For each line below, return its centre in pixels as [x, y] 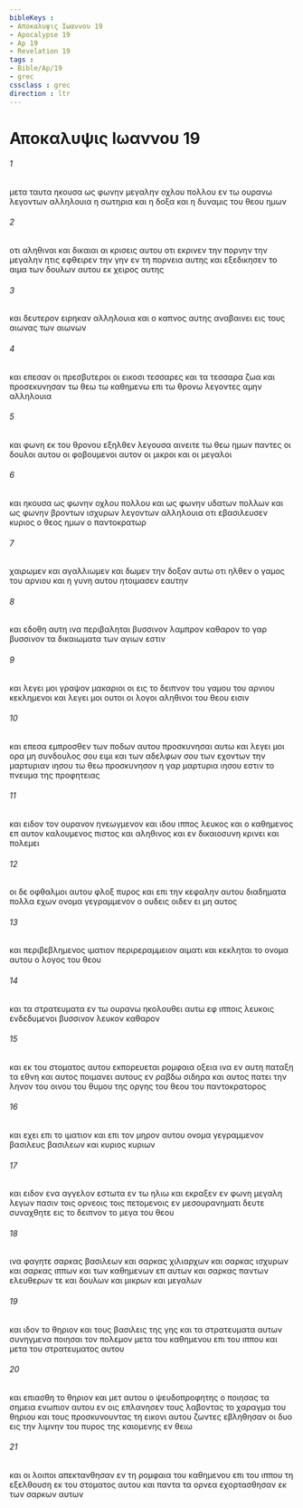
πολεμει [24, 843]
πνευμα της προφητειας [55, 775]
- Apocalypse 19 [40, 34]
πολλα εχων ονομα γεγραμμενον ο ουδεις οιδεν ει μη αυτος [123, 902]
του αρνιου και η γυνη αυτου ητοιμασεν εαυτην [99, 581]
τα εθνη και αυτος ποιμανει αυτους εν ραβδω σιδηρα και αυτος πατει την [148, 1076]
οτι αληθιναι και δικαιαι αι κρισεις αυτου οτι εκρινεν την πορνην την [139, 251]
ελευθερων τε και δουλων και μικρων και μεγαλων [106, 1281]
